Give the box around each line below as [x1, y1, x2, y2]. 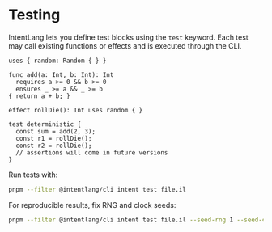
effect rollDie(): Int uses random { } [8, 106, 143, 114]
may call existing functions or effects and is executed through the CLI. [8, 40, 242, 50]
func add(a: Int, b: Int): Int [8, 70, 114, 78]
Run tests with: [8, 170, 58, 179]
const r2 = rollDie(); [15, 141, 92, 150]
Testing [8, 6, 61, 24]
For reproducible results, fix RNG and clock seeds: [8, 200, 176, 209]
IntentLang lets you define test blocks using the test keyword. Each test [8, 32, 249, 42]
